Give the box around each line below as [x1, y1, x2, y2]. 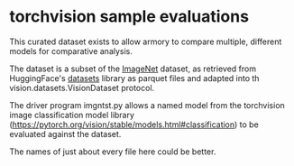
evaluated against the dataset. [9, 128, 122, 139]
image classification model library [9, 109, 135, 120]
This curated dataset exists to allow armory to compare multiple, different [9, 36, 282, 47]
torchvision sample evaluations [9, 6, 250, 27]
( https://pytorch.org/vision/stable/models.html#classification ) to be [9, 119, 259, 130]
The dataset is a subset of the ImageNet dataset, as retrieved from [9, 63, 257, 74]
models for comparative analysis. [9, 45, 133, 56]
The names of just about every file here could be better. [9, 146, 216, 157]
